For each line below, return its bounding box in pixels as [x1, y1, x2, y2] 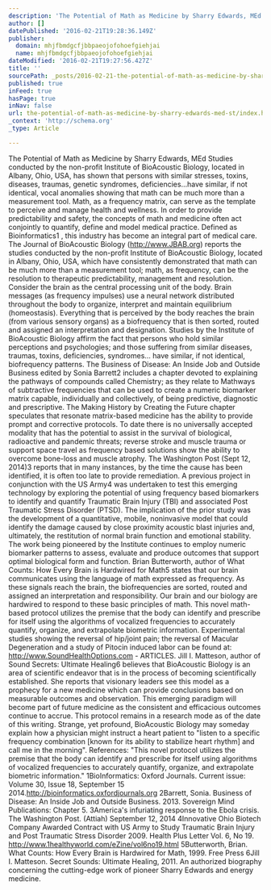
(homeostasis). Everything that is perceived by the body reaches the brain [8, 307, 255, 317]
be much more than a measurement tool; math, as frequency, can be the [8, 265, 248, 274]
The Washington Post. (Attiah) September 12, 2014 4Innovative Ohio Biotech [8, 813, 261, 823]
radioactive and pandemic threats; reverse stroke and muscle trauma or [8, 437, 247, 446]
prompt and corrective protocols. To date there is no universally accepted [8, 419, 253, 428]
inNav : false [8, 102, 52, 110]
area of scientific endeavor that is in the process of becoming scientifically [8, 667, 256, 678]
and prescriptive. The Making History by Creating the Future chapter [8, 402, 236, 412]
